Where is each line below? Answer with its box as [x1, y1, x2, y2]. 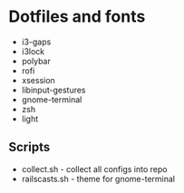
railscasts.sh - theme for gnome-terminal [21, 173, 176, 184]
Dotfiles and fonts [8, 6, 146, 27]
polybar [21, 55, 51, 66]
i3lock [21, 45, 45, 56]
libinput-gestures [21, 84, 86, 95]
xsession [21, 74, 55, 85]
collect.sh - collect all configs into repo [21, 163, 168, 174]
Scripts [8, 140, 51, 155]
